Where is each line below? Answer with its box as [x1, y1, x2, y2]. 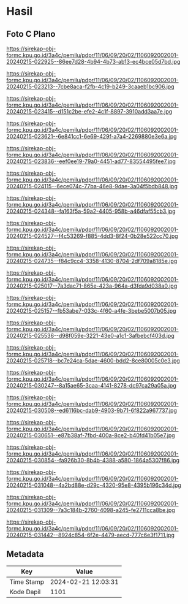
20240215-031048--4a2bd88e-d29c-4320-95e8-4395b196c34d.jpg [6, 481, 182, 489]
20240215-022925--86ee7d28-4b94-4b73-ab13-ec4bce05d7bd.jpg [6, 58, 181, 65]
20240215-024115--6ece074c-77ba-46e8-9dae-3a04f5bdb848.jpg [6, 183, 178, 189]
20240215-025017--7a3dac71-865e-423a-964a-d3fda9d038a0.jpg [6, 282, 178, 289]
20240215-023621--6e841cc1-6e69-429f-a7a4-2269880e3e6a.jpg [6, 133, 177, 140]
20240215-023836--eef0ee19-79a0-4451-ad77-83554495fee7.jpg [6, 158, 176, 165]
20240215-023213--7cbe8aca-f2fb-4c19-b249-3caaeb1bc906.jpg [6, 83, 175, 90]
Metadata [6, 549, 44, 559]
